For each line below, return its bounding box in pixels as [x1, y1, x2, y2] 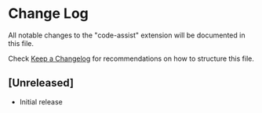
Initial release [19, 97, 63, 106]
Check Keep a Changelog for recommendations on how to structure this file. [8, 54, 255, 63]
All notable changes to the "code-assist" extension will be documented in [8, 30, 246, 40]
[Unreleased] [8, 76, 75, 90]
